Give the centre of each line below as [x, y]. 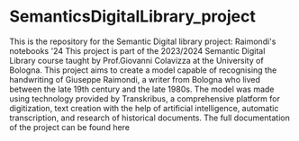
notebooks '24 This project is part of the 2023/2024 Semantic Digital [137, 50]
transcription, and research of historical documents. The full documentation [149, 118]
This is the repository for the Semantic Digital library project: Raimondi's [143, 41]
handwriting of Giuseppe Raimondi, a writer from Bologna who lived [135, 79]
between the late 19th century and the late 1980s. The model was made [142, 89]
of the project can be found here [70, 127]
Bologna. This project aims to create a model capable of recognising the [143, 70]
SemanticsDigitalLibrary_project [133, 17]
